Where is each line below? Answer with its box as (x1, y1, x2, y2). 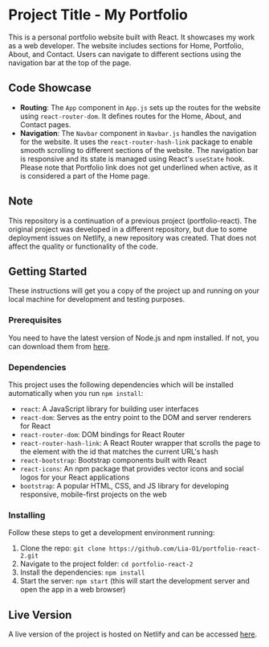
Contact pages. (19, 119, 71, 130)
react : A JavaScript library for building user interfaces (19, 404, 199, 414)
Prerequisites (8, 315, 62, 326)
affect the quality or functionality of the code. (8, 241, 158, 251)
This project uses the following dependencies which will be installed (8, 380, 234, 389)
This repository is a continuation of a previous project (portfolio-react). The (8, 216, 257, 225)
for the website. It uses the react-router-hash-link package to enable (19, 137, 253, 146)
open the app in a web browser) (19, 585, 126, 595)
